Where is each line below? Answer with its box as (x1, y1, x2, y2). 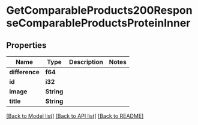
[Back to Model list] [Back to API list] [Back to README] (6, 112, 144, 120)
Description (68, 58, 104, 66)
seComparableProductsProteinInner (6, 16, 191, 30)
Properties (6, 40, 47, 50)
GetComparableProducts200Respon (6, 4, 193, 17)
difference (9, 68, 40, 76)
